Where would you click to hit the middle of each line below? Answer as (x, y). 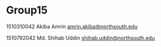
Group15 (27, 10)
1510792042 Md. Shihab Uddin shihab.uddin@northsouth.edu (80, 38)
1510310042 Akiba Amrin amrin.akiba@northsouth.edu (72, 26)
